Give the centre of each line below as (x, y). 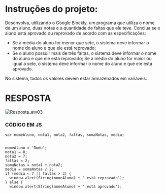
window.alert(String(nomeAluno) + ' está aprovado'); (66, 187)
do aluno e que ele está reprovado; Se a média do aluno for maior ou (82, 58)
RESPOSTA (28, 98)
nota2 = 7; (16, 157)
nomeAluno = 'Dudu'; (26, 148)
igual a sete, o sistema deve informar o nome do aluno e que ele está (82, 64)
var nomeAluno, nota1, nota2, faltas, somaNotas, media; (65, 135)
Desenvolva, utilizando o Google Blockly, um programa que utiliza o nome (80, 23)
